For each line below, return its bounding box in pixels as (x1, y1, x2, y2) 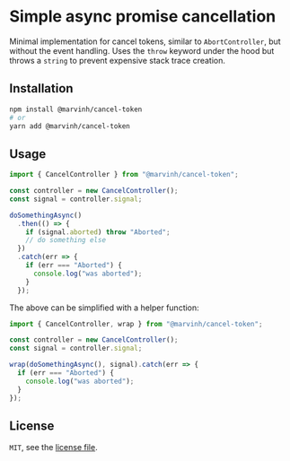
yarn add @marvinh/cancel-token (9, 121, 130, 131)
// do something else (25, 236, 106, 245)
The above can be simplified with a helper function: (9, 302, 199, 313)
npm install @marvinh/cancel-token (9, 105, 143, 114)
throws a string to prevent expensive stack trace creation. (9, 55, 226, 65)
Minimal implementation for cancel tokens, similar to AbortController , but (9, 36, 281, 47)
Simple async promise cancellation (9, 6, 277, 27)
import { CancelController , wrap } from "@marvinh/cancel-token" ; (9, 319, 263, 328)
